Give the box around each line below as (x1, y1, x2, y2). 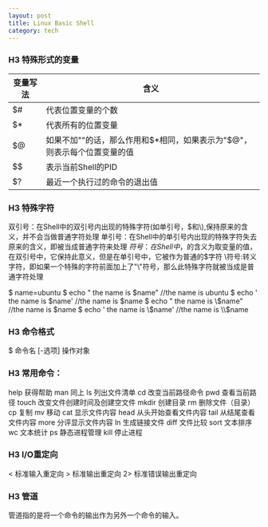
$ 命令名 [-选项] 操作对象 (8, 346, 90, 355)
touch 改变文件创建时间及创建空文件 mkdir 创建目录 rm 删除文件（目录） (17, 397, 255, 407)
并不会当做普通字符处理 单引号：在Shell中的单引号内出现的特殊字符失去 (22, 232, 258, 241)
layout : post (8, 11, 52, 20)
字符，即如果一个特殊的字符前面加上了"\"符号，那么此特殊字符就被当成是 (8, 261, 247, 271)
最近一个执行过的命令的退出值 (45, 176, 158, 188)
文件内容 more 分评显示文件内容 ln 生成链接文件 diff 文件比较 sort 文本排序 (8, 417, 253, 427)
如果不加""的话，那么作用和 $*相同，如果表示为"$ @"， (45, 134, 252, 145)
